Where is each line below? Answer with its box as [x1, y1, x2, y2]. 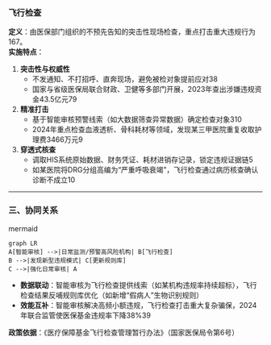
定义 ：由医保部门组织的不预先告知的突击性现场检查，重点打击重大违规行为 [8, 27, 256, 37]
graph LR [8, 239, 38, 247]
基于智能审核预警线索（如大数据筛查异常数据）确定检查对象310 [31, 114, 242, 124]
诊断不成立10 [31, 175, 76, 185]
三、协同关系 [8, 205, 59, 216]
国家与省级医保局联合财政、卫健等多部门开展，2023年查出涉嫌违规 [31, 85, 256, 94]
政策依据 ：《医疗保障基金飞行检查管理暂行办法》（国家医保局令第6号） [8, 327, 240, 337]
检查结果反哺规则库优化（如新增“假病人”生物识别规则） [19, 290, 204, 300]
